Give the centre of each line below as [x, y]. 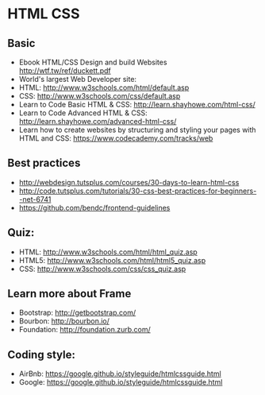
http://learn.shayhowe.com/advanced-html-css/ [98, 121]
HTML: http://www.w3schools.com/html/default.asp [104, 87]
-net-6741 [35, 199]
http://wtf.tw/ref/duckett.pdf [65, 71]
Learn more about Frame [69, 294]
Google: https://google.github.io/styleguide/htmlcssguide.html [121, 382]
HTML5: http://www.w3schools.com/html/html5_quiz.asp [112, 260]
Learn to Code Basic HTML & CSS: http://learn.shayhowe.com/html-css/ [137, 105]
